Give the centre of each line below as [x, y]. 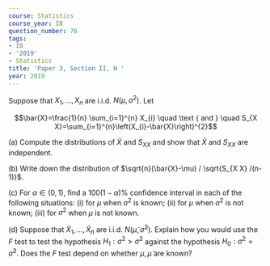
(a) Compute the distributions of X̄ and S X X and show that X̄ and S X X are [129, 143]
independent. [31, 152]
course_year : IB [36, 23]
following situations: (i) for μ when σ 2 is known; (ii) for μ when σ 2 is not [126, 201]
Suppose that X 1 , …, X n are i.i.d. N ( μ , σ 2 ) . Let [81, 101]
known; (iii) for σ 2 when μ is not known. [74, 212]
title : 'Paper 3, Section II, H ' [67, 69]
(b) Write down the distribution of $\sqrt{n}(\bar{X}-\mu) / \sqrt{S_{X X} [128, 168]
